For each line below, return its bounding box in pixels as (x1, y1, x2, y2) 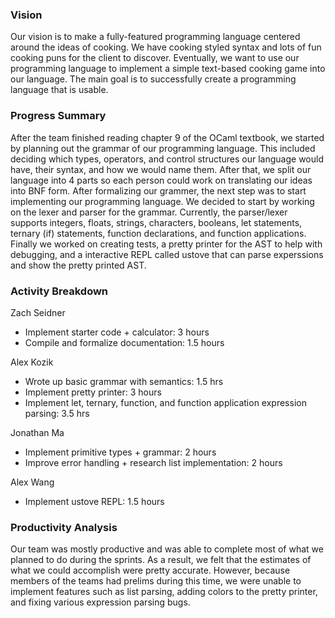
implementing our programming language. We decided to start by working (10, 195, 315, 207)
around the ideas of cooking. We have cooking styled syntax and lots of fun (10, 41, 322, 53)
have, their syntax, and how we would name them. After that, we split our (10, 163, 312, 175)
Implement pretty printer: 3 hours (24, 386, 162, 398)
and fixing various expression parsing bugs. (10, 596, 191, 608)
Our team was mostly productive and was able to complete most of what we (10, 543, 324, 555)
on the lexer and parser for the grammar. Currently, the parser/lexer (10, 206, 288, 218)
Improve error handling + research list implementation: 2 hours (24, 456, 283, 468)
